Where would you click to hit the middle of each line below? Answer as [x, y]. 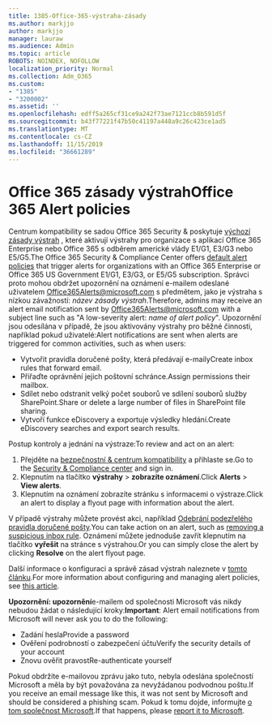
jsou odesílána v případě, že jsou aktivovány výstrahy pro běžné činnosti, [130, 326]
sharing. [34, 411]
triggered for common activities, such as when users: [97, 344]
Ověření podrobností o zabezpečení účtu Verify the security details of [135, 643]
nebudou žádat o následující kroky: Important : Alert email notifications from [134, 610]
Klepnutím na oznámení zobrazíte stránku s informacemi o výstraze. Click [142, 494]
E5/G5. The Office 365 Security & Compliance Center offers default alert [128, 257]
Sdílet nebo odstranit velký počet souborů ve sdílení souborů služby [133, 394]
